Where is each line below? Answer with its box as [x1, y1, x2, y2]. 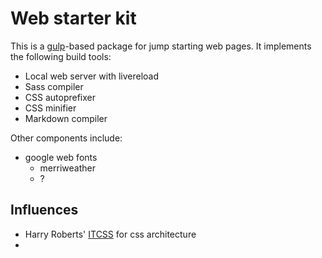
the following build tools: [10, 50, 112, 62]
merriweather [39, 162, 96, 174]
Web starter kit [10, 7, 137, 30]
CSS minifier [24, 102, 77, 114]
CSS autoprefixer [24, 91, 97, 103]
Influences [10, 202, 79, 219]
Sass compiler [24, 80, 84, 92]
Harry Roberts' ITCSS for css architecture [24, 228, 197, 240]
